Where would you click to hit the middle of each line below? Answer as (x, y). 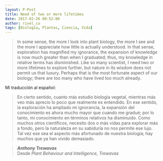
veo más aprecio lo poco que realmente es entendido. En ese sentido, (87, 102)
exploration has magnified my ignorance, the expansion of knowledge (87, 52)
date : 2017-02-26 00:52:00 (32, 19)
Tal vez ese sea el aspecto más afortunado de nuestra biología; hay (85, 134)
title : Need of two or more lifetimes (44, 14)
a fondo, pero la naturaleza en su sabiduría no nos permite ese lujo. (85, 128)
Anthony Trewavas (37, 148)
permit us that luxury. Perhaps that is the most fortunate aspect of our (87, 73)
